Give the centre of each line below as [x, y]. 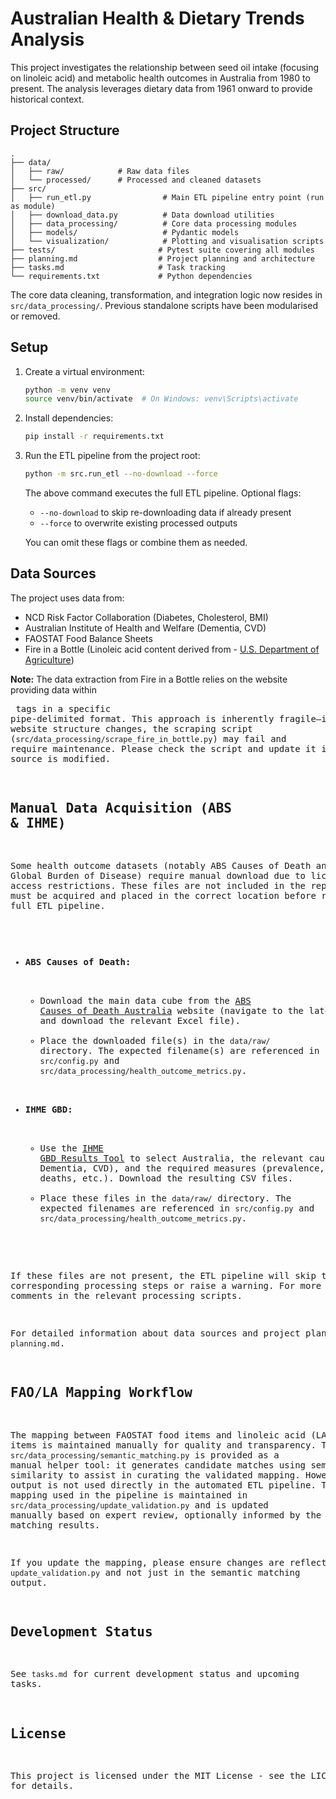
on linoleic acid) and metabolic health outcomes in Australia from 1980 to [160, 78]
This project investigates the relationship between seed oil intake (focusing [165, 67]
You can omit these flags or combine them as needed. [136, 543]
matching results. [55, 1525]
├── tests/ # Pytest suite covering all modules [162, 250]
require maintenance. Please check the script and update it [163, 748]
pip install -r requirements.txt [94, 437]
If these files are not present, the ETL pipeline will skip [163, 1275]
